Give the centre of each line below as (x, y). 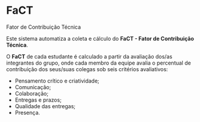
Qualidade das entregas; (45, 106)
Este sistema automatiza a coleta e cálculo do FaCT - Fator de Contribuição (100, 38)
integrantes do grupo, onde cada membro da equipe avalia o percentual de (99, 63)
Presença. (27, 112)
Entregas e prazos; (38, 100)
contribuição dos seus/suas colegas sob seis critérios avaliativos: (87, 69)
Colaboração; (32, 93)
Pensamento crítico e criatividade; (57, 81)
